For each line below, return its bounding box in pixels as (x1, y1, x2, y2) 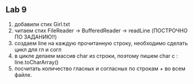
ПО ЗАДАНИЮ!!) (14, 33, 57, 41)
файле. (14, 71, 32, 78)
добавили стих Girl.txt (14, 20, 70, 27)
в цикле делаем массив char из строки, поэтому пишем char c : (14, 52, 178, 59)
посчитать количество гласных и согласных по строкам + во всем (14, 65, 186, 72)
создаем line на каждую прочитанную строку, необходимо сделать (14, 39, 188, 46)
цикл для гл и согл (14, 46, 62, 53)
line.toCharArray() (14, 58, 59, 66)
